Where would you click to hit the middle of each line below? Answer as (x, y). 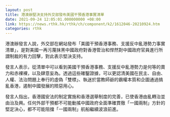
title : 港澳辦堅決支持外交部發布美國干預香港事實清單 (55, 15)
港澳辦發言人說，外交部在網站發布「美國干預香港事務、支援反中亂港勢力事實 (85, 44)
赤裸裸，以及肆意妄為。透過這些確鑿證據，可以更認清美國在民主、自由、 (90, 73)
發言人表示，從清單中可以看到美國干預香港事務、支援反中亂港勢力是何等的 (83, 67)
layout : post (19, 10)
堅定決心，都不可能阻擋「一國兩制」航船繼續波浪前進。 (63, 109)
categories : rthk (24, 29)
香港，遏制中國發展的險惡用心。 (43, 86)
